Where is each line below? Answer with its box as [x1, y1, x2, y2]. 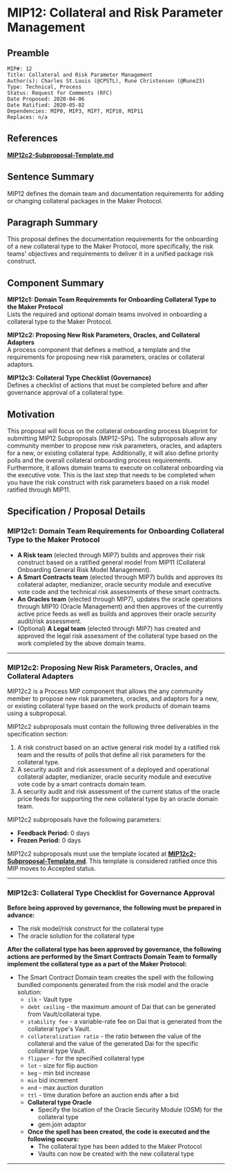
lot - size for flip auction [27, 1062, 98, 1070]
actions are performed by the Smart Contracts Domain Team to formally [7, 952, 217, 961]
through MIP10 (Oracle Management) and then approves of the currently [17, 602, 223, 610]
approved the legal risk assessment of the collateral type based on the [17, 631, 218, 640]
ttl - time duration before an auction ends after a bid [27, 1091, 180, 1099]
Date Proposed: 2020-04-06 [7, 95, 85, 102]
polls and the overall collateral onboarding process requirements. [7, 457, 193, 465]
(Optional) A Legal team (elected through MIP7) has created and [17, 624, 201, 632]
